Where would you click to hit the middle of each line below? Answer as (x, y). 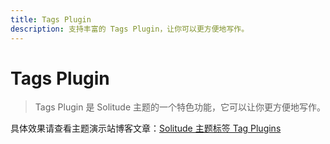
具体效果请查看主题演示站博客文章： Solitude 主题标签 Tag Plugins (146, 128)
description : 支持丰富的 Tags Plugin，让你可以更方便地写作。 (130, 29)
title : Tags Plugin (51, 19)
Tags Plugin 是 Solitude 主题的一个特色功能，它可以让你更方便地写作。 (180, 107)
